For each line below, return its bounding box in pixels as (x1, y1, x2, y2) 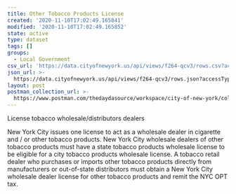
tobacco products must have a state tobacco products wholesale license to (7, 143, 225, 151)
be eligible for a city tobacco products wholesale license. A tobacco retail (7, 150, 220, 158)
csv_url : (7, 62, 33, 69)
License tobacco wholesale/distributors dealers (7, 114, 145, 123)
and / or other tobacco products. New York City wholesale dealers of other (7, 135, 223, 144)
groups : (7, 50, 30, 57)
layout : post (7, 82, 46, 89)
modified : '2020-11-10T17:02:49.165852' (7, 23, 128, 30)
